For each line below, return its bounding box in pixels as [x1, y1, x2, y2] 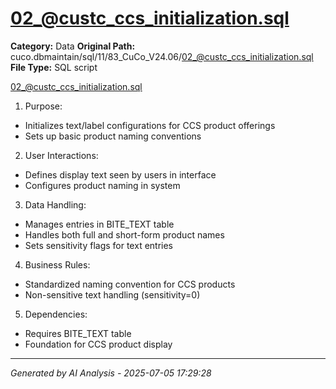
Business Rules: [24, 258, 91, 271]
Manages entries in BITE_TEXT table [24, 218, 175, 230]
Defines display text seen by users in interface [24, 168, 217, 181]
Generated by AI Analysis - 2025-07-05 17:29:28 [10, 367, 212, 379]
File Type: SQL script [10, 61, 98, 73]
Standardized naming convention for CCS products [24, 278, 236, 290]
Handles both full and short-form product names [24, 228, 225, 241]
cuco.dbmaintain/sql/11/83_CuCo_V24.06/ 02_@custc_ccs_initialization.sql [10, 50, 314, 62]
